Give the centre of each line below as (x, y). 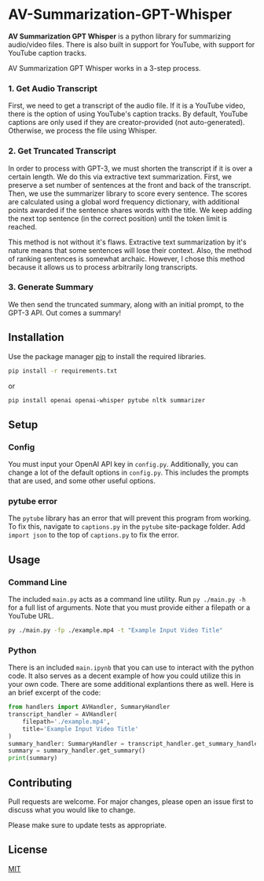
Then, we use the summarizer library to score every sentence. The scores (128, 193)
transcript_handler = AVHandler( (63, 714)
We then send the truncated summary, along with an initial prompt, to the (126, 304)
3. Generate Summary (51, 287)
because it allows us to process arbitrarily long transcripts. (103, 267)
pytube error (33, 501)
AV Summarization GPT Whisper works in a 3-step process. (105, 68)
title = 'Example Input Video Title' (81, 729)
